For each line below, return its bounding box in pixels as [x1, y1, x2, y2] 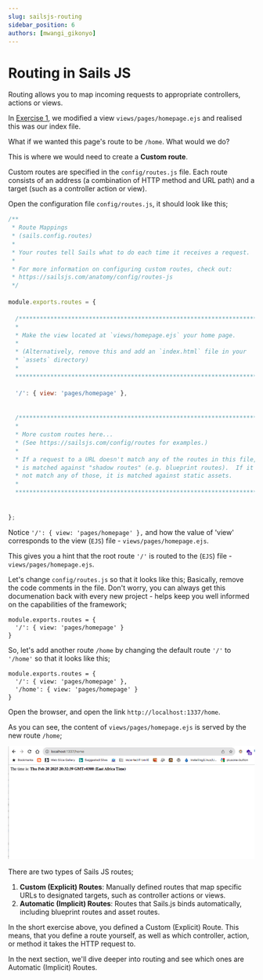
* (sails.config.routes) [11, 232, 92, 240]
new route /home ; [8, 730, 63, 740]
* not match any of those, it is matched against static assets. [15, 472, 233, 480]
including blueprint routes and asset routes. [19, 907, 160, 917]
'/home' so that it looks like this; [8, 654, 111, 663]
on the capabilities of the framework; [8, 599, 128, 609]
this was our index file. [8, 122, 81, 131]
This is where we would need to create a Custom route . [8, 152, 188, 162]
